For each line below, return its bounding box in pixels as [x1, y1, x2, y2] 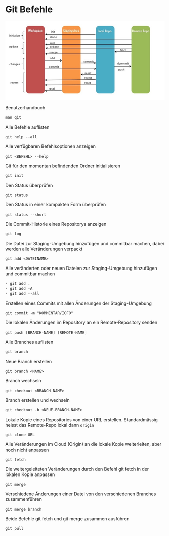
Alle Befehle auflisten [5, 124, 50, 130]
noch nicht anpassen [5, 446, 49, 453]
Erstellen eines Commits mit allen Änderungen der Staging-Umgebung [5, 300, 152, 306]
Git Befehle [5, 4, 53, 15]
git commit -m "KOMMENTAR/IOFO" [5, 310, 73, 316]
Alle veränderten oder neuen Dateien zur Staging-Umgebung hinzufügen [5, 265, 157, 271]
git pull [5, 526, 24, 531]
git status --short [5, 212, 47, 217]
